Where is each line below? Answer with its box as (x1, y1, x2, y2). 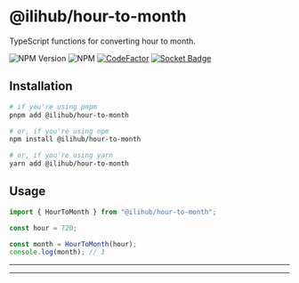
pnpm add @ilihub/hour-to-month (9, 110, 129, 119)
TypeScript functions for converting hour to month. (9, 36, 196, 46)
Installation (9, 78, 73, 94)
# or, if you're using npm (9, 126, 109, 135)
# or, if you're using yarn (9, 151, 114, 160)
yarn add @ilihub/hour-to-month (9, 159, 129, 168)
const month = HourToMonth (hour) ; (9, 239, 138, 248)
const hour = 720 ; (9, 223, 77, 232)
